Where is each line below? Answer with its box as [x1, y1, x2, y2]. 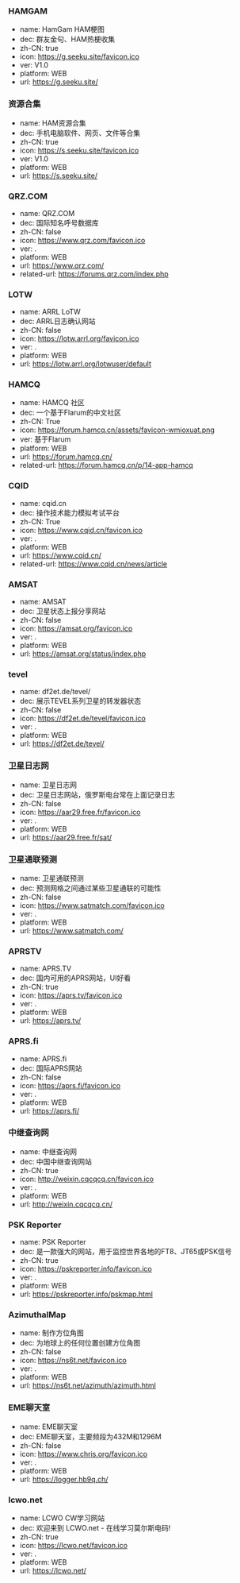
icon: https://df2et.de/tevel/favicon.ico [19, 713, 147, 724]
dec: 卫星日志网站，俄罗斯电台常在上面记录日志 [19, 790, 176, 799]
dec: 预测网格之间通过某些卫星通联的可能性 [19, 883, 162, 893]
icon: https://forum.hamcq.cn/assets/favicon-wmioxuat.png [19, 425, 215, 434]
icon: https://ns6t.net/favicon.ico [19, 1356, 127, 1365]
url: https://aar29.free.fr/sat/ [19, 832, 112, 842]
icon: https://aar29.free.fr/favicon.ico [19, 807, 141, 817]
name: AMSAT [19, 597, 67, 607]
